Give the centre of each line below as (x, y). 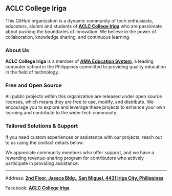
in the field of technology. (32, 72)
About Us (17, 50)
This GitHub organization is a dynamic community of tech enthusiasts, (79, 20)
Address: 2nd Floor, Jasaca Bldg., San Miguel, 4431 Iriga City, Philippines (84, 178)
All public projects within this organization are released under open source (84, 96)
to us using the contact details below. (45, 142)
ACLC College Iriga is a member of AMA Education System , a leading (79, 61)
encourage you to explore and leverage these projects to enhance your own (85, 107)
